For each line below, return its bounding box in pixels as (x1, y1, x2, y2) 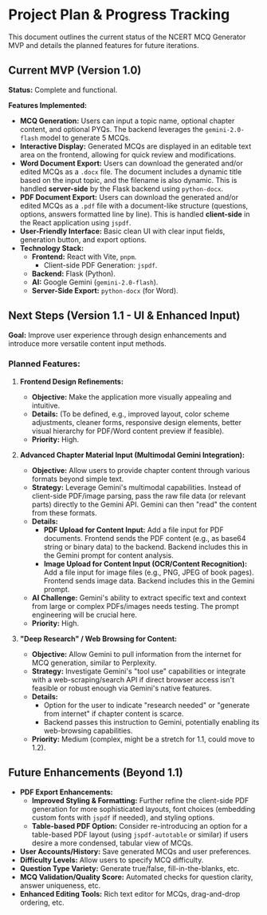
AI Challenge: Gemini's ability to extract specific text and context (31, 593, 247, 603)
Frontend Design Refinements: (19, 376, 124, 386)
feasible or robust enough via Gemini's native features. (31, 683, 212, 693)
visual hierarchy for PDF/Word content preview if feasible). (31, 426, 225, 436)
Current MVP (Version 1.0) (8, 64, 142, 78)
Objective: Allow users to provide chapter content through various (31, 465, 250, 475)
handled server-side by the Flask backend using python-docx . (19, 184, 224, 193)
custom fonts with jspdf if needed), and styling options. (31, 813, 215, 822)
